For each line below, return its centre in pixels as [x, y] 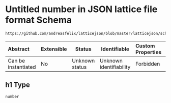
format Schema [39, 20]
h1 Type [18, 85]
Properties [149, 52]
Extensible [54, 49]
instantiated [22, 67]
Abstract [19, 49]
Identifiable [115, 49]
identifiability [115, 67]
